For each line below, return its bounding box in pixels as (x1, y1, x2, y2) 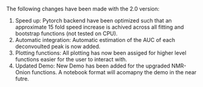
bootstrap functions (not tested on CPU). (15, 30, 118, 37)
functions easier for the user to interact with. (15, 56, 127, 63)
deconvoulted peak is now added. (15, 43, 101, 50)
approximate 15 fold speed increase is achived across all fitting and (15, 24, 184, 30)
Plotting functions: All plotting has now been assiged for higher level (15, 49, 187, 57)
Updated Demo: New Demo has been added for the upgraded (15, 62, 171, 69)
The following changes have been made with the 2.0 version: (6, 5, 160, 12)
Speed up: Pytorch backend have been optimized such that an (15, 17, 172, 24)
